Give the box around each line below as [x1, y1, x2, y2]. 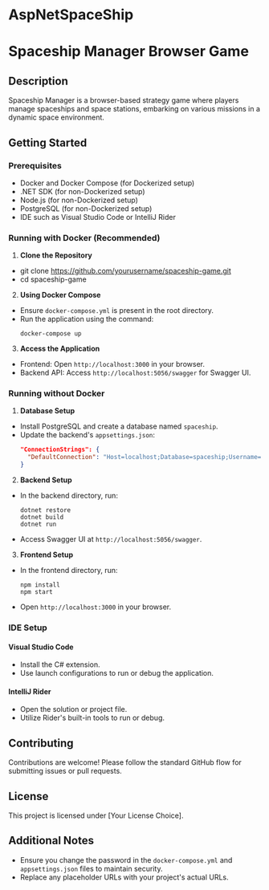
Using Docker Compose [19, 291, 101, 300]
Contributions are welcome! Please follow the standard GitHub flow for [8, 758, 243, 767]
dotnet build [19, 514, 64, 522]
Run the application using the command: [19, 315, 154, 324]
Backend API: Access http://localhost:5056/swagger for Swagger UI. [19, 368, 251, 378]
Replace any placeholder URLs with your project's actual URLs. [19, 872, 229, 882]
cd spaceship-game [19, 274, 87, 284]
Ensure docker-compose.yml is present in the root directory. [19, 306, 214, 315]
